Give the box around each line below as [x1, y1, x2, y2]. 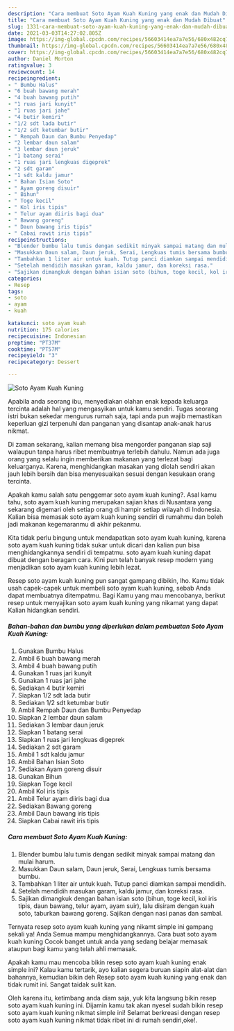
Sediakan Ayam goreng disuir [17, 765, 103, 773]
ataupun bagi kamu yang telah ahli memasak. [8, 944, 137, 952]
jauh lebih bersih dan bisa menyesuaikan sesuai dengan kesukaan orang [8, 470, 215, 478]
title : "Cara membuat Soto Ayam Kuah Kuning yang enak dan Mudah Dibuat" [8, 17, 226, 24]
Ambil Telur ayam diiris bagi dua [17, 794, 110, 802]
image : [8, 36, 27, 43]
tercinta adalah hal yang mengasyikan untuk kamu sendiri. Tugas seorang [8, 404, 219, 413]
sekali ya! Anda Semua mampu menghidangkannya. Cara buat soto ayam [8, 930, 217, 938]
